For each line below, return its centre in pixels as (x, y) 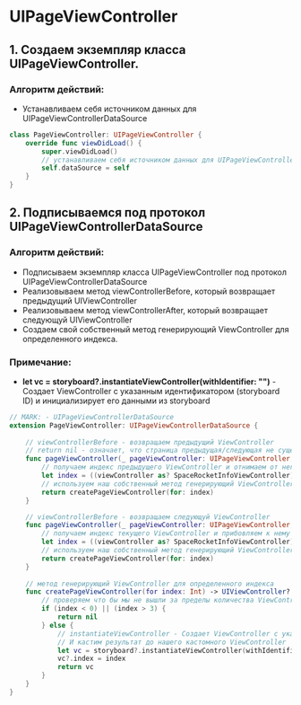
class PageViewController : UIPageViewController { (106, 135)
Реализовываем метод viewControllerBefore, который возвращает (149, 291)
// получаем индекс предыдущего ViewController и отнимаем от (160, 467)
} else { (58, 625)
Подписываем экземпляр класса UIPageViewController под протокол (155, 272)
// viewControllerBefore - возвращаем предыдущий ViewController (150, 442)
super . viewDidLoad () (80, 151)
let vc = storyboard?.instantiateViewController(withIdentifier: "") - (149, 381)
